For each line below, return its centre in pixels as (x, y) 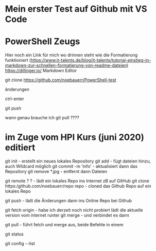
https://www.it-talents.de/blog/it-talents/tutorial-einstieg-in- (91, 60)
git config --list (20, 244)
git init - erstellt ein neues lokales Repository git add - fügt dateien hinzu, (78, 161)
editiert (20, 148)
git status (14, 234)
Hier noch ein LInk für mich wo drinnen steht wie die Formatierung (71, 55)
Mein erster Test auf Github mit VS (76, 9)
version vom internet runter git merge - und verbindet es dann (67, 215)
